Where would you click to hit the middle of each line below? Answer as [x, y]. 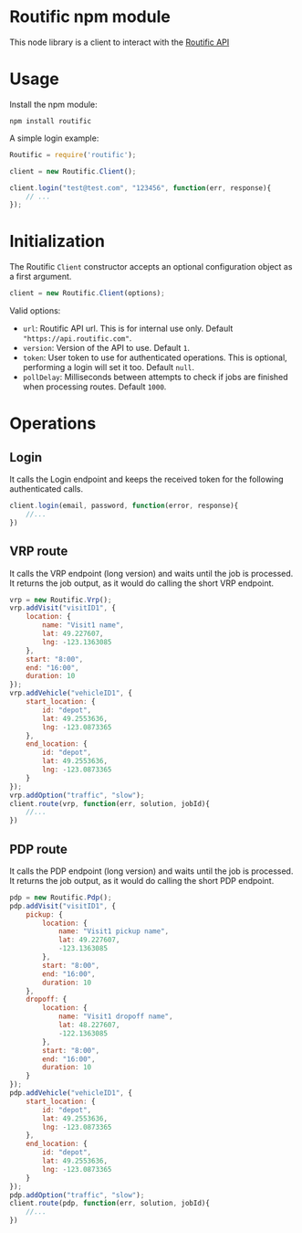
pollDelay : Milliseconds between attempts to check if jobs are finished [156, 377]
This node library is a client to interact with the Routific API [120, 42]
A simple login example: [54, 138]
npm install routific [51, 121]
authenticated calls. [47, 489]
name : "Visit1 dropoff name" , [115, 1016]
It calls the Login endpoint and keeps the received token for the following [147, 479]
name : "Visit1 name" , [83, 625]
